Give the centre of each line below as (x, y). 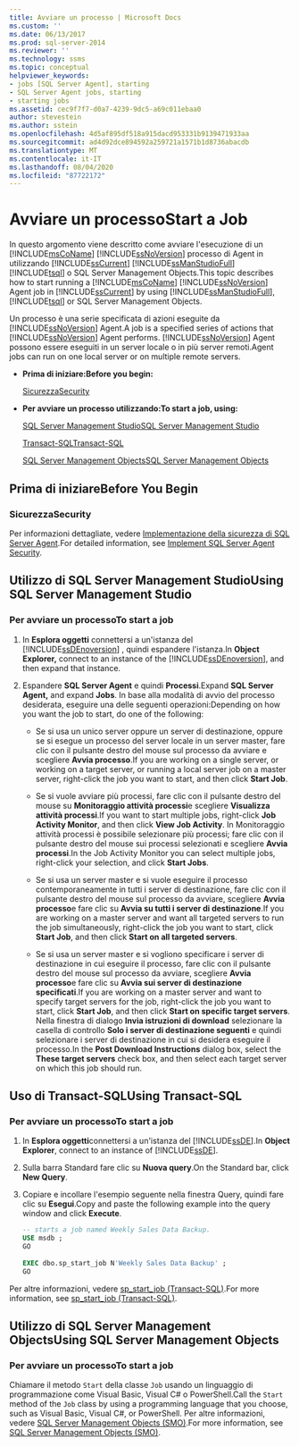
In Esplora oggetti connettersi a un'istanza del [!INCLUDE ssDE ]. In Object (156, 1141)
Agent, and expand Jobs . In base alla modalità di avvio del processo (148, 694)
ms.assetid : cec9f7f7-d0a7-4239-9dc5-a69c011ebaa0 (105, 109)
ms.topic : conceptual (50, 68)
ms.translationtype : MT (54, 150)
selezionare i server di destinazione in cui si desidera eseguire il (153, 1039)
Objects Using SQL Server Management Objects (144, 1340)
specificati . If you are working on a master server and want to (148, 992)
